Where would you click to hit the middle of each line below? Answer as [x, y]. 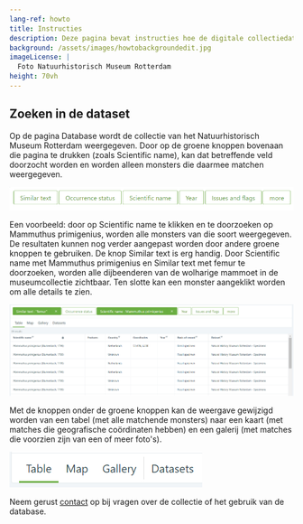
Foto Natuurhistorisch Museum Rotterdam [94, 67]
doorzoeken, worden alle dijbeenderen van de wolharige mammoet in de [144, 273]
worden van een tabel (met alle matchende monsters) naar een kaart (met [147, 419]
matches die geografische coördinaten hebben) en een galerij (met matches [151, 429]
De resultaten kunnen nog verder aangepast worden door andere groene [144, 244]
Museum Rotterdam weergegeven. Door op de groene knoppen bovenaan [147, 145]
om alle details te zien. [51, 292]
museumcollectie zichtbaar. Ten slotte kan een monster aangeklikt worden [147, 282]
